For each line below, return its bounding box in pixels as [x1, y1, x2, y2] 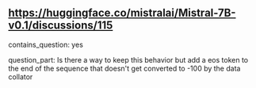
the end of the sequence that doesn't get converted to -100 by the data [8, 63, 241, 73]
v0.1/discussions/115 [8, 19, 113, 33]
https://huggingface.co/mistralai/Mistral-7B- [8, 6, 236, 20]
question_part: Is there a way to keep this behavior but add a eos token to [8, 55, 248, 64]
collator [8, 71, 33, 82]
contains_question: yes [8, 40, 83, 49]
